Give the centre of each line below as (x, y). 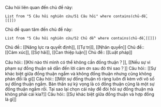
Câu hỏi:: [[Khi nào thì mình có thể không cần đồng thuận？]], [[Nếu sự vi (78, 62)
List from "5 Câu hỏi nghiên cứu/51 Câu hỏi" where (58, 16)
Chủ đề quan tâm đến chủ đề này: (39, 29)
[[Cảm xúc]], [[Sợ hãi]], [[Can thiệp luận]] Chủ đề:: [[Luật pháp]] (69, 52)
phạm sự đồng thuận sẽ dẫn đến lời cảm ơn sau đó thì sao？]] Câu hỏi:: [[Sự (80, 68)
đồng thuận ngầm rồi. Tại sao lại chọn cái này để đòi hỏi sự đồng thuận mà (79, 89)
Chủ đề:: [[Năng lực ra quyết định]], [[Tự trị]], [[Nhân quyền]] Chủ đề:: (75, 47)
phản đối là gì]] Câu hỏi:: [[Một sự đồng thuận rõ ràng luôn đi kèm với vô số (80, 79)
